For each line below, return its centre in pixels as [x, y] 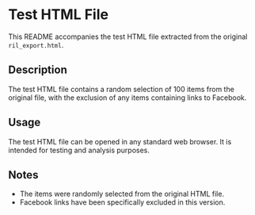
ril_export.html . [36, 44]
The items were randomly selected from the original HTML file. [122, 194]
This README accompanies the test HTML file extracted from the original [128, 36]
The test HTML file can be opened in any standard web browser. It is [120, 141]
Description [38, 70]
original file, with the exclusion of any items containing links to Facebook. [127, 98]
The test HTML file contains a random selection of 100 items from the [122, 89]
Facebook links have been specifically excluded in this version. [122, 202]
